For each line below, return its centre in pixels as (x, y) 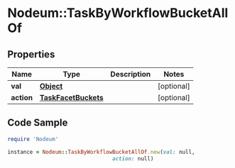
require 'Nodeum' (33, 139)
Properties (31, 54)
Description (131, 74)
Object (51, 86)
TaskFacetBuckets (72, 97)
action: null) (133, 158)
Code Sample (38, 123)
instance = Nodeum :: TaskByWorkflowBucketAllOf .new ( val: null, (101, 152)
